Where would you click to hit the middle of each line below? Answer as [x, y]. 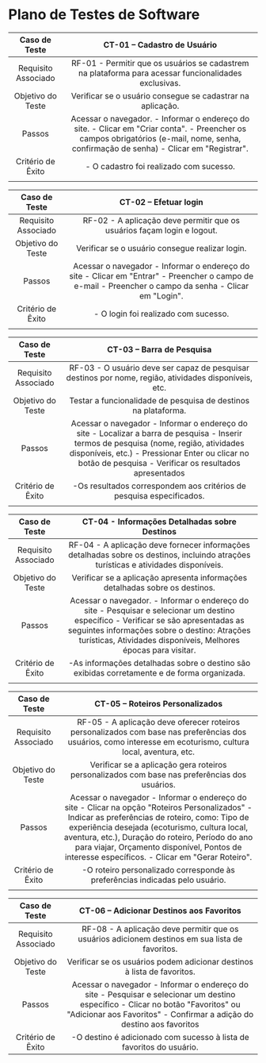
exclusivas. [160, 83]
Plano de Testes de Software [104, 15]
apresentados [159, 472]
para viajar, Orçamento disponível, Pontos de [158, 847]
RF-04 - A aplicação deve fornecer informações [160, 545]
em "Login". [161, 295]
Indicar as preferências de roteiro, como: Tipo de [158, 817]
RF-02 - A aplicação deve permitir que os [161, 220]
